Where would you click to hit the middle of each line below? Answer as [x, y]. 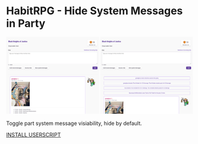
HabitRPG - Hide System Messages [95, 11]
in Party [26, 23]
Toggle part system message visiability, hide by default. [74, 123]
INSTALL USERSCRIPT [33, 135]
